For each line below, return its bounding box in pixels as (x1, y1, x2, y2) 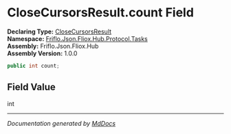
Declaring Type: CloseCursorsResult (7, 27, 112, 36)
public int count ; (7, 62, 60, 69)
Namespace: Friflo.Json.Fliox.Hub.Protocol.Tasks (7, 34, 148, 42)
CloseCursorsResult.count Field (7, 5, 195, 21)
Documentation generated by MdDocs (7, 119, 115, 127)
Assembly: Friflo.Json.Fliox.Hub (7, 42, 99, 50)
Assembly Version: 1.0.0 (7, 49, 78, 57)
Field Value (7, 81, 56, 93)
